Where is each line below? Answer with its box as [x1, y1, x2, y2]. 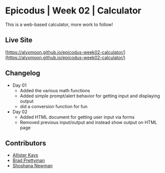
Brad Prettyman [12, 158, 45, 164]
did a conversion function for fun [19, 103, 88, 109]
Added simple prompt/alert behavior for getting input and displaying [19, 93, 160, 99]
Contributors [5, 139, 46, 147]
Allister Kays [12, 152, 38, 158]
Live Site [5, 36, 32, 44]
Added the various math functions [19, 87, 90, 93]
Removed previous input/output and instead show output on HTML [19, 119, 157, 125]
